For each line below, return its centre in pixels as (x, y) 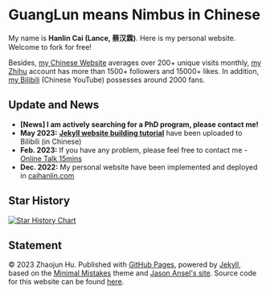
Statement (35, 245)
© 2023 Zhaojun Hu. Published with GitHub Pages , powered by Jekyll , (125, 265)
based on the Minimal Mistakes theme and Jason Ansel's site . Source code (133, 273)
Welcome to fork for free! (50, 47)
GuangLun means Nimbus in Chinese (135, 15)
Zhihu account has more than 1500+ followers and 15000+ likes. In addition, (134, 71)
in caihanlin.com (47, 175)
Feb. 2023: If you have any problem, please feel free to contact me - (133, 149)
